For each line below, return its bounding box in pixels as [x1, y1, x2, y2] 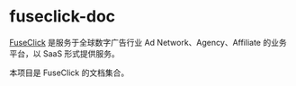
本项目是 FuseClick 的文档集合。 [9, 67, 130, 78]
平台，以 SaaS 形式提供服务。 [9, 47, 120, 59]
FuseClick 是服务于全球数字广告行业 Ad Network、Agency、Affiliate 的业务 [9, 37, 287, 47]
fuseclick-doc [9, 6, 116, 27]
